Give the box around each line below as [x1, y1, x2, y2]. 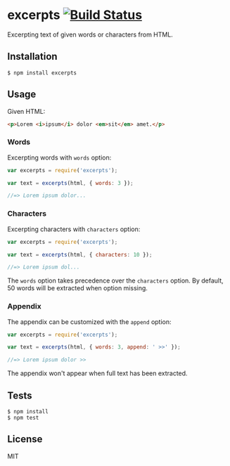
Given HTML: [7, 107, 46, 115]
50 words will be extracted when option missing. [7, 284, 148, 292]
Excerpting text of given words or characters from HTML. [7, 30, 174, 39]
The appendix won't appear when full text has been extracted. [7, 369, 188, 377]
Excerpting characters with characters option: [7, 225, 141, 233]
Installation [7, 51, 58, 63]
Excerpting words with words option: [7, 153, 112, 162]
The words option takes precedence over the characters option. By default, [7, 276, 224, 285]
